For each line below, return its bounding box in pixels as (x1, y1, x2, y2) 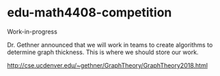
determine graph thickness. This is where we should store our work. (7, 48, 199, 56)
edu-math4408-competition (7, 5, 172, 21)
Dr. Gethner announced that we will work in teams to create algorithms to (7, 40, 213, 49)
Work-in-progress (7, 27, 58, 36)
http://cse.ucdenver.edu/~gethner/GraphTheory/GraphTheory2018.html (7, 61, 208, 69)
